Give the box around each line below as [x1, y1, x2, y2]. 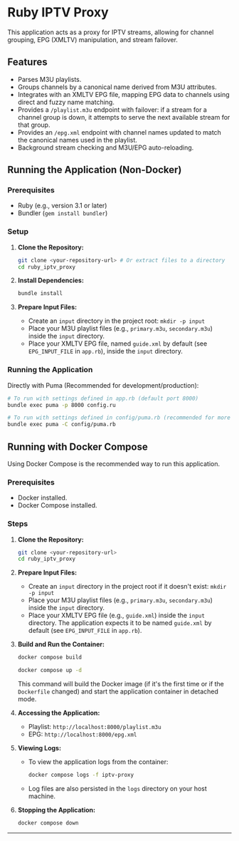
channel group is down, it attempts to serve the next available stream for [17, 113, 230, 121]
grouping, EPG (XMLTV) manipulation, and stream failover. [7, 35, 178, 43]
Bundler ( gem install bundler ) [17, 209, 108, 217]
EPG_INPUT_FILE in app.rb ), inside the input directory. [28, 347, 183, 356]
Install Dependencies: [17, 276, 84, 285]
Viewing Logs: [17, 744, 62, 753]
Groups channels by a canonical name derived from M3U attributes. [17, 83, 217, 91]
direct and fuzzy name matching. [17, 98, 115, 106]
